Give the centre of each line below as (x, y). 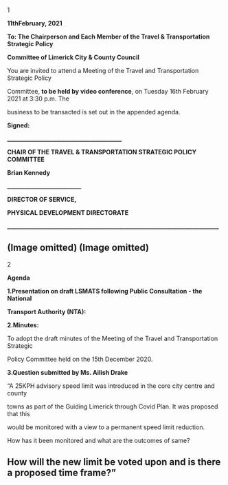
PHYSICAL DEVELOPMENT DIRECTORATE (68, 213)
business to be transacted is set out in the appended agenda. (94, 112)
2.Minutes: (23, 325)
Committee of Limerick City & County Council (73, 57)
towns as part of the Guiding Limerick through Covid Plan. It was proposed (113, 406)
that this (19, 413)
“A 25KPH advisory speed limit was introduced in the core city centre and (111, 386)
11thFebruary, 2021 (35, 23)
